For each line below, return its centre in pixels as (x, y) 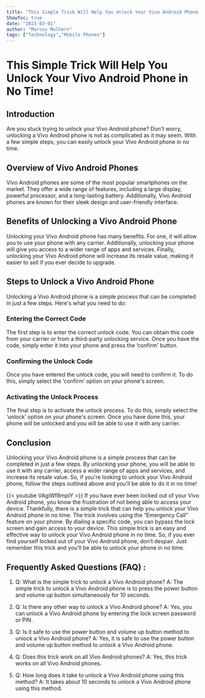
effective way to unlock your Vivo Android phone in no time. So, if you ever (101, 535)
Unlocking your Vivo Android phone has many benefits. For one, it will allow (102, 236)
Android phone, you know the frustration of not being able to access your (99, 502)
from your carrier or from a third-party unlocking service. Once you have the (103, 339)
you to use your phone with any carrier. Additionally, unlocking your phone (100, 243)
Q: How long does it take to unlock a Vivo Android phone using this (99, 675)
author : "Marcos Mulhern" (39, 29)
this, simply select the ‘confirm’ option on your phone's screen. (86, 381)
